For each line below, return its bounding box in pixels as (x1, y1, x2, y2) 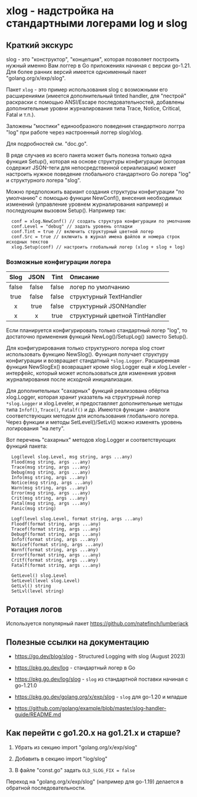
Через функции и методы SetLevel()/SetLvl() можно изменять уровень (6, 419, 182, 426)
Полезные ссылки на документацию (6, 637, 149, 647)
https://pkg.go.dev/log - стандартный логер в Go (14, 664, 135, 671)
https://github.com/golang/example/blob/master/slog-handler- (14, 704, 166, 711)
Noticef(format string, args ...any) (11, 542, 104, 548)
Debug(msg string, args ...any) (11, 470, 91, 475)
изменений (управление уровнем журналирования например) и (6, 201, 169, 208)
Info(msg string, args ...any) (11, 475, 88, 481)
